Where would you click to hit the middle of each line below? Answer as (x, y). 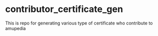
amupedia (16, 28)
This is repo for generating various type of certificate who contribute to (79, 23)
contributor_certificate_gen (64, 9)
